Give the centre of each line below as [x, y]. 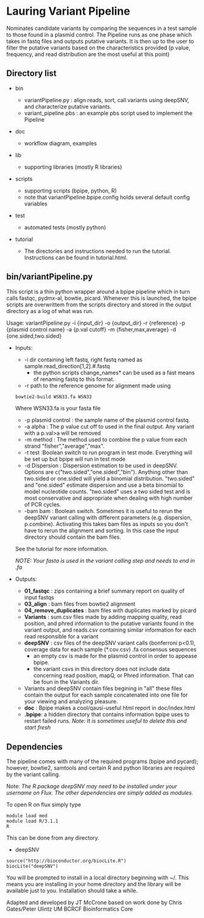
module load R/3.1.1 [33, 821]
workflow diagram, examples [61, 143]
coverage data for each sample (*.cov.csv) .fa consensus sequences [110, 650]
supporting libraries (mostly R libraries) [73, 167]
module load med [27, 816]
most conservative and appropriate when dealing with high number [108, 498]
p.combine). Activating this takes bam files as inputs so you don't [106, 524]
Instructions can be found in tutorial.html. [76, 257]
